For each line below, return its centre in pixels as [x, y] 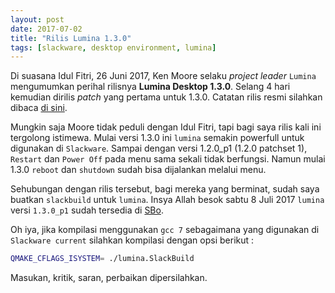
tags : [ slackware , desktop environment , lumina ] [113, 47]
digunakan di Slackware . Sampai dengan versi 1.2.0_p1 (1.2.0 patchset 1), [159, 148]
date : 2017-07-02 [46, 29]
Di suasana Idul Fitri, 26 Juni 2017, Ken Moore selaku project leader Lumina [163, 76]
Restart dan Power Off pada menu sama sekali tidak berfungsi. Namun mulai [168, 159]
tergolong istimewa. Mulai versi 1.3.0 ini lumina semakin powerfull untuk [157, 138]
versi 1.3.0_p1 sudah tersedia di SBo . [87, 210]
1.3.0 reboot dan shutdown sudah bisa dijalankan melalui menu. [138, 170]
